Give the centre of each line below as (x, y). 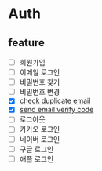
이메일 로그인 (40, 72)
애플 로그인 (36, 158)
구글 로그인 (36, 149)
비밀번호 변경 (40, 92)
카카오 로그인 (40, 129)
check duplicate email (55, 101)
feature (27, 43)
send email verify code (56, 110)
